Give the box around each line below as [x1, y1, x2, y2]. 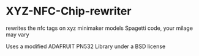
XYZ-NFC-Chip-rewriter [6, 4, 132, 18]
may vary [6, 30, 29, 38]
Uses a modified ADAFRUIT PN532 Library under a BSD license [6, 43, 166, 50]
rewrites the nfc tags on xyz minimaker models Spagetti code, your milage [6, 24, 193, 32]
